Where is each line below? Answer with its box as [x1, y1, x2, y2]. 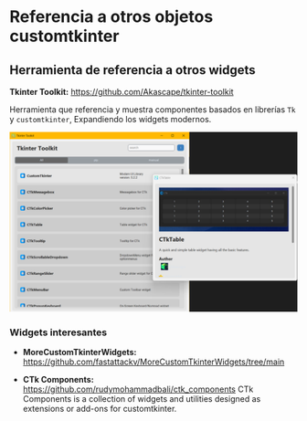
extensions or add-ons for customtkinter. [22, 404, 177, 415]
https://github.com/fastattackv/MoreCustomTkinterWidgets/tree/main [22, 356, 285, 367]
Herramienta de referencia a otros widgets [9, 62, 256, 78]
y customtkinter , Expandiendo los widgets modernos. [9, 114, 212, 124]
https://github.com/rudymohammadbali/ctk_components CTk [22, 384, 254, 395]
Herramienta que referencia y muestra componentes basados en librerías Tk [9, 104, 296, 115]
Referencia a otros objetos [9, 6, 214, 27]
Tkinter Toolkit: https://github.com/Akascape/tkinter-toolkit [9, 87, 235, 97]
